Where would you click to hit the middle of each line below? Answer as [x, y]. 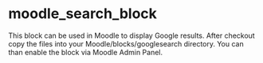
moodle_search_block [83, 14]
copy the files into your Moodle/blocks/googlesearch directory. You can [126, 43]
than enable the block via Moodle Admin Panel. [86, 52]
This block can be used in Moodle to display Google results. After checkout [131, 35]
